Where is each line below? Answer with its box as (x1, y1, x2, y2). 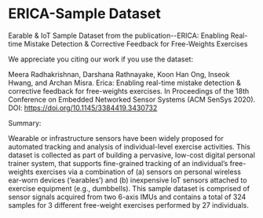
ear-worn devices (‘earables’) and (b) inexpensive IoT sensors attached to (8, 175, 247, 185)
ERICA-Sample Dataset (8, 5, 161, 23)
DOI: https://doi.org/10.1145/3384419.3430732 (8, 103, 158, 113)
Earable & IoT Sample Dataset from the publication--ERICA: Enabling (8, 31, 229, 40)
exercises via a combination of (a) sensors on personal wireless (35, 167, 242, 176)
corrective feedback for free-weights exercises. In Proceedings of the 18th (8, 86, 250, 95)
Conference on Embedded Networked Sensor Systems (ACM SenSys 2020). (8, 94, 256, 104)
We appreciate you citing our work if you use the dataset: (8, 54, 194, 64)
